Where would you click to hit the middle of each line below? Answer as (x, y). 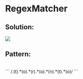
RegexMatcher (36, 9)
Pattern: (18, 54)
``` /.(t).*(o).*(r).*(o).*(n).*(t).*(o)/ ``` (42, 71)
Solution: (19, 27)
